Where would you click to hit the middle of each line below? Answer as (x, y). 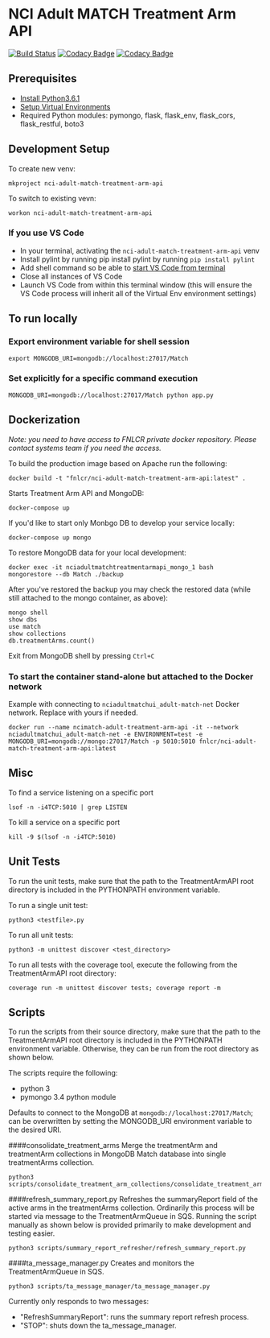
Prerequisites (43, 78)
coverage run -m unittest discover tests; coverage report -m (115, 988)
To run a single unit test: (48, 905)
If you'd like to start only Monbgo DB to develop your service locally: (122, 522)
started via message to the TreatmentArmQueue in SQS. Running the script (133, 1216)
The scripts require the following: (63, 1073)
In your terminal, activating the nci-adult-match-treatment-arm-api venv (139, 250)
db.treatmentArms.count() (51, 641)
